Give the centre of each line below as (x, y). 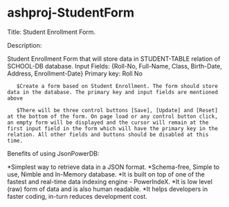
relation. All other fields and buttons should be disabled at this (108, 134)
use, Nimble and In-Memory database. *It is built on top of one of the (106, 174)
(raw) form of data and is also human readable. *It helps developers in (108, 189)
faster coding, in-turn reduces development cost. (77, 196)
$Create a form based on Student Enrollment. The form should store (117, 86)
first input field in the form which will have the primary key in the (112, 128)
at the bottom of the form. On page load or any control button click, (112, 116)
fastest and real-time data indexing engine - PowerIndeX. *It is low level (110, 181)
